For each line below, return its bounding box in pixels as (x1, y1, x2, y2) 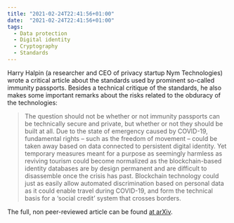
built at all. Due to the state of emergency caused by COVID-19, (24, 127, 209, 135)
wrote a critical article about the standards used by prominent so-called (7, 76, 215, 84)
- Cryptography (13, 43, 58, 50)
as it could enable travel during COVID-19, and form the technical (24, 187, 213, 195)
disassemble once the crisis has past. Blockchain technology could (24, 171, 219, 180)
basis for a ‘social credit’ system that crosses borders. (24, 194, 181, 202)
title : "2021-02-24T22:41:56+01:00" (7, 10, 115, 18)
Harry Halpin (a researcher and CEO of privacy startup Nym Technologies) (7, 68, 223, 77)
